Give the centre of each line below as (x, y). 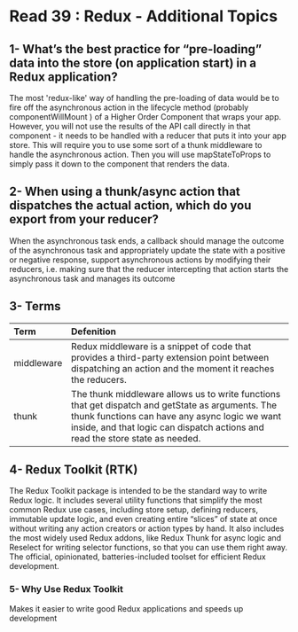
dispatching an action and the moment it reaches (173, 368)
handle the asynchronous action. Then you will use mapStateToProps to (140, 154)
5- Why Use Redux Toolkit (67, 589)
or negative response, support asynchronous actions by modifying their (140, 260)
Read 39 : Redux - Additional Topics (143, 16)
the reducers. (98, 379)
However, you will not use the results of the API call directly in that (130, 126)
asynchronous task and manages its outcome (92, 278)
